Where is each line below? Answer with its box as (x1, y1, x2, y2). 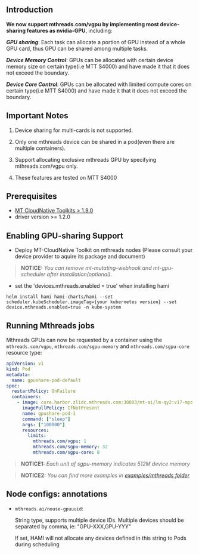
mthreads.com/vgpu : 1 (32, 438, 86, 444)
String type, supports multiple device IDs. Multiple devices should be (14, 516, 184, 524)
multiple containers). (14, 144, 66, 152)
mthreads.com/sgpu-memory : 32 (32, 444, 108, 450)
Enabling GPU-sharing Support (6, 230, 124, 241)
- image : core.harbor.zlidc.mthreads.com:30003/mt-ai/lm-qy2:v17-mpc (17, 399, 194, 405)
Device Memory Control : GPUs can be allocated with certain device (6, 56, 174, 63)
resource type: (6, 349, 42, 356)
